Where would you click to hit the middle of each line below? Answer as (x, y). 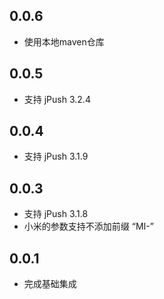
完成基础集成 (50, 284)
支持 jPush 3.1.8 (56, 214)
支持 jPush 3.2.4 (57, 99)
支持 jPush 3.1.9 (56, 156)
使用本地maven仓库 (64, 41)
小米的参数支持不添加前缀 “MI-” (88, 226)
